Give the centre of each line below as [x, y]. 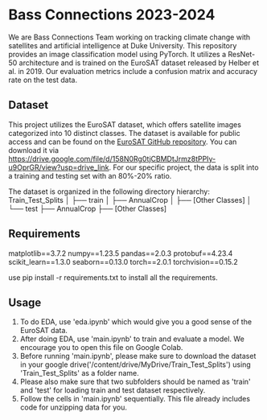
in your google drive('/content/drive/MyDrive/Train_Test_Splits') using [135, 364]
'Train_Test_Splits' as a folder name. [79, 373]
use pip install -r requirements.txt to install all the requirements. [113, 277]
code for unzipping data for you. [73, 407]
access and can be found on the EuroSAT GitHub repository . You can [123, 142]
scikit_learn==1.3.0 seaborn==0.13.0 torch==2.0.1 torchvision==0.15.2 [123, 261]
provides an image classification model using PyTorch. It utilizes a [117, 54]
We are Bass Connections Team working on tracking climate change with [129, 37]
